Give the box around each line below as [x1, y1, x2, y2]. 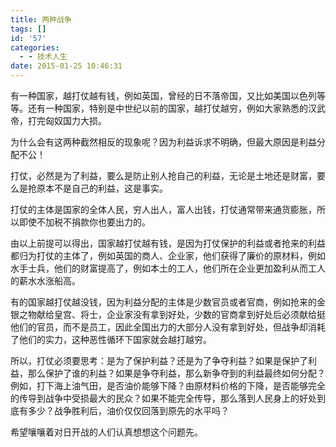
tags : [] [10, 24, 47, 34]
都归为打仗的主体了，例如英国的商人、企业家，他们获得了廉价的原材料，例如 [10, 250, 326, 261]
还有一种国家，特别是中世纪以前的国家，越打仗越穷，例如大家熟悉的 [27, 102, 308, 114]
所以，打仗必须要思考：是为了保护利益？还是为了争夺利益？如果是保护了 [10, 355, 308, 366]
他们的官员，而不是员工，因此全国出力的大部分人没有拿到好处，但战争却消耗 [10, 321, 326, 333]
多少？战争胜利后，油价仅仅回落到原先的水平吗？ [27, 405, 230, 416]
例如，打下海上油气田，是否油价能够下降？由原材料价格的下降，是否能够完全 [10, 380, 326, 391]
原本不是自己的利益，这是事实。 [36, 182, 168, 194]
